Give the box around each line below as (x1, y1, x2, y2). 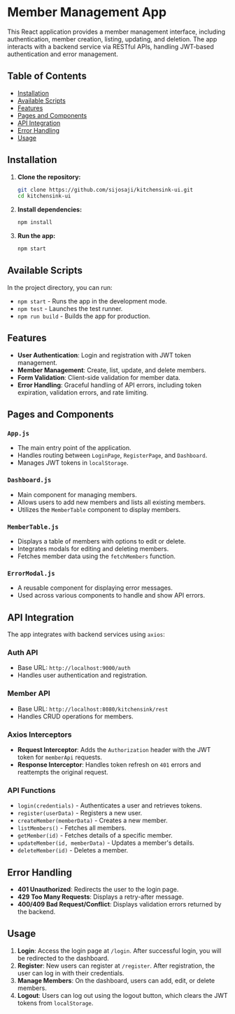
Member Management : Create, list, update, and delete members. (17, 366, 206, 374)
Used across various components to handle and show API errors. (17, 591, 206, 600)
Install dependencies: (17, 205, 83, 214)
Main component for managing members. (17, 490, 138, 499)
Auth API (7, 647, 38, 657)
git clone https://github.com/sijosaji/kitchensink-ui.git (17, 186, 194, 193)
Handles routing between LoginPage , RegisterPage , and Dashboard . (17, 451, 208, 460)
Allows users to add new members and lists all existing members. (17, 498, 206, 506)
